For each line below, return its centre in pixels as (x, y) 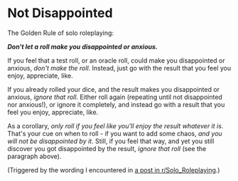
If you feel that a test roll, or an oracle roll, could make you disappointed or (116, 60)
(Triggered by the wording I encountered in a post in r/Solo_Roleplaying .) (114, 170)
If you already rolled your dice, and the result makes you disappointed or (114, 89)
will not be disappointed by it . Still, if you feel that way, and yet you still (111, 141)
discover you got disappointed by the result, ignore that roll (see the (107, 148)
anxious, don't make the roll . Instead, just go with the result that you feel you (119, 68)
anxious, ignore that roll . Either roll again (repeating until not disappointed (115, 97)
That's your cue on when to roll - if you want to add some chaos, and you (115, 133)
